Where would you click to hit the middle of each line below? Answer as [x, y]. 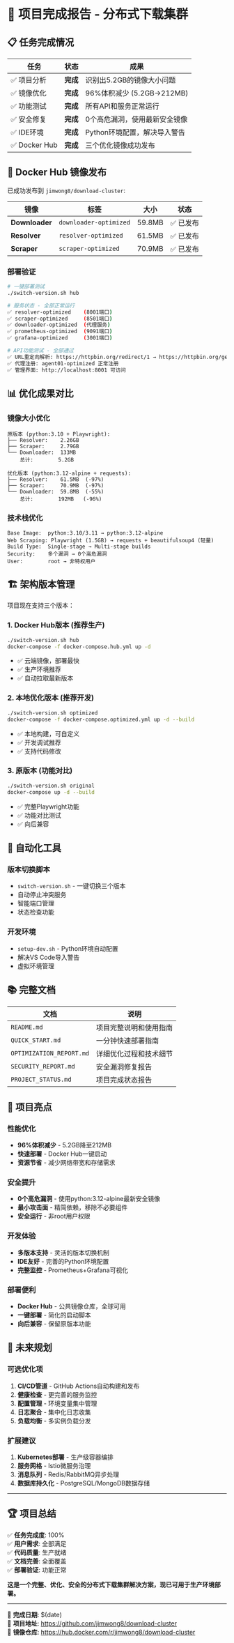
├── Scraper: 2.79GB [43, 447]
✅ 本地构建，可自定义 [48, 733]
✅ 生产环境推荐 [39, 669]
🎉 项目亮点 [30, 1107]
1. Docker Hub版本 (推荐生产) [56, 625]
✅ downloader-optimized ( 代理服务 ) [59, 325]
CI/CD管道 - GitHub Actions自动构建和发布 [78, 1386]
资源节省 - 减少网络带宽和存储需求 [67, 1163]
